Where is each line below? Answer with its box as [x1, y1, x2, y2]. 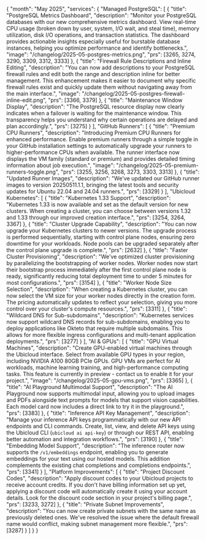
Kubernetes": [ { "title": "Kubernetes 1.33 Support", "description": [6, 195, 171, 201]
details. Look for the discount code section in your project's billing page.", [6, 494, 193, 501]
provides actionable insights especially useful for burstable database [6, 38, 180, 45]
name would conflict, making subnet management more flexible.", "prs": [6, 520, 188, 527]
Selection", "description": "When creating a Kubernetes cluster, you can [6, 285, 188, 293]
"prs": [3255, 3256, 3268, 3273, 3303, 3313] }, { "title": [60, 168, 200, 175]
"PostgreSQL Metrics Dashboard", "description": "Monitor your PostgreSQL [6, 12, 197, 19]
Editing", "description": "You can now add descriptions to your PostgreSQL [6, 64, 196, 71]
